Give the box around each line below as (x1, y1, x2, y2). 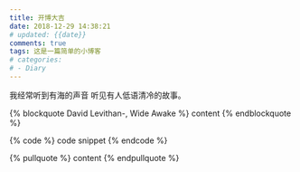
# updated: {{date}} (9, 30, 88, 39)
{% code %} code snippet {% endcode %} (9, 135, 168, 146)
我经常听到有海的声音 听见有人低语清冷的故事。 (9, 90, 186, 100)
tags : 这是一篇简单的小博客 (9, 47, 101, 56)
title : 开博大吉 (9, 13, 65, 23)
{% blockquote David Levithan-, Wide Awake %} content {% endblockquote (9, 108, 292, 119)
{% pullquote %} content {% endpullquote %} (9, 152, 180, 163)
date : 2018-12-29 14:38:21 (9, 22, 111, 31)
